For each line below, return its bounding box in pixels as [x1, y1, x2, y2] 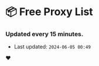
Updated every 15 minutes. [5, 30, 84, 39]
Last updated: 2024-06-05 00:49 [13, 43, 91, 50]
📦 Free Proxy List [5, 5, 93, 19]
